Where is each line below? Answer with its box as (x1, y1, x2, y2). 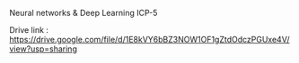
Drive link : (9, 25, 49, 35)
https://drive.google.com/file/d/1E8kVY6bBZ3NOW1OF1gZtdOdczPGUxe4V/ (9, 35, 290, 44)
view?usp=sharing (9, 43, 78, 54)
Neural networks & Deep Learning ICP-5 (9, 8, 158, 18)
